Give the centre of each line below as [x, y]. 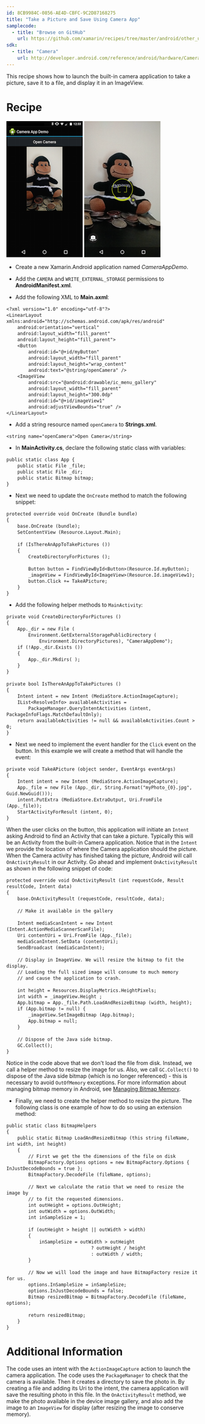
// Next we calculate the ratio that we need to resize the [106, 1187]
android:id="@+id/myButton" [64, 352]
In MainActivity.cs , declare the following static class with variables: [100, 448]
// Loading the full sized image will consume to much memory [98, 972]
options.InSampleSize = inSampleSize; [77, 1285]
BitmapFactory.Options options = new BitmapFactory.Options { [109, 1162]
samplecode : [21, 26]
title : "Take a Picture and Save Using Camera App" [73, 19]
